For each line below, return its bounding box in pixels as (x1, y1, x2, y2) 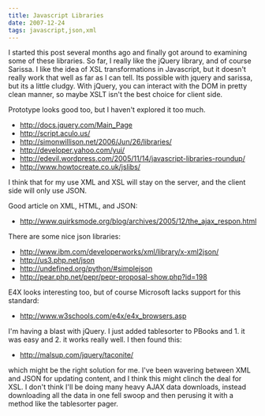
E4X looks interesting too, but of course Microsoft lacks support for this (8, 287, 241, 297)
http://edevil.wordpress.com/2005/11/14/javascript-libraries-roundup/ (19, 154, 246, 163)
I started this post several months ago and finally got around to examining (8, 48, 248, 58)
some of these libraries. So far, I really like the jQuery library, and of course (8, 56, 252, 66)
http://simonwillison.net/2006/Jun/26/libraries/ (19, 137, 172, 147)
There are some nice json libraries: (8, 232, 121, 242)
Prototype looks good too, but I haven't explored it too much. (8, 105, 207, 114)
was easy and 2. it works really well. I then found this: (8, 335, 182, 344)
